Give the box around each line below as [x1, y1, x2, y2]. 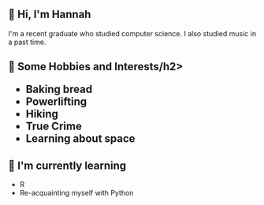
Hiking [25, 107, 59, 121]
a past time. [8, 37, 46, 47]
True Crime [25, 120, 83, 133]
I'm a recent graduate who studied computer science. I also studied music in [8, 28, 257, 38]
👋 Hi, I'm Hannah [8, 8, 91, 21]
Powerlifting [25, 95, 87, 109]
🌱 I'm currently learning [8, 158, 127, 172]
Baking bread [25, 83, 93, 96]
